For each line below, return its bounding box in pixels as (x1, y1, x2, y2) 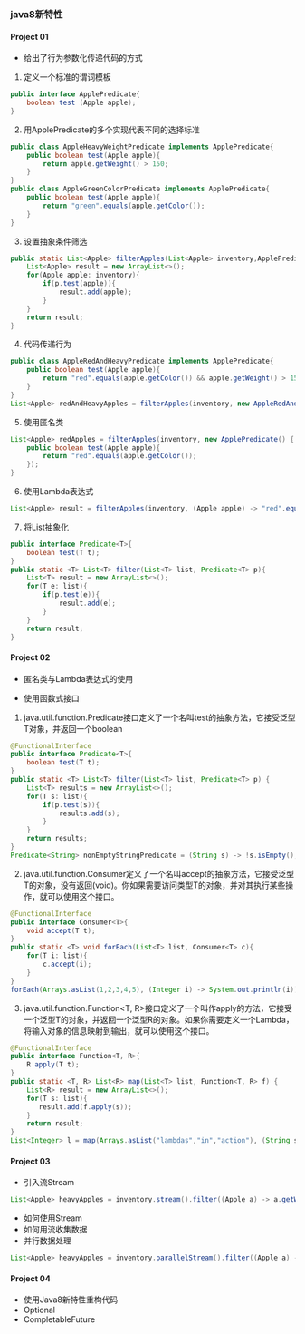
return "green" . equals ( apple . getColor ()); (43, 201, 205, 210)
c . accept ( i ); (43, 959, 92, 969)
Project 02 (10, 651, 51, 663)
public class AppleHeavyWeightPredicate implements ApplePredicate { (10, 142, 274, 151)
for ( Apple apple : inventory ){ (26, 270, 141, 280)
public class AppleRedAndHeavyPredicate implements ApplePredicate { (10, 356, 274, 366)
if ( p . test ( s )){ (43, 800, 100, 809)
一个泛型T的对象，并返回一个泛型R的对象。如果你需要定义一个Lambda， (23, 1014, 294, 1025)
